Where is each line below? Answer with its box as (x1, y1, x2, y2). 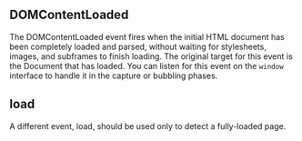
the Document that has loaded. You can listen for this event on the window (9, 60, 284, 71)
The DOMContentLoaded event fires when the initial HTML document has (9, 31, 285, 42)
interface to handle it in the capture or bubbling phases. (9, 70, 218, 81)
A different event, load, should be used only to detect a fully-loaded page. (9, 120, 287, 131)
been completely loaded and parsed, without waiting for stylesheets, (9, 41, 267, 52)
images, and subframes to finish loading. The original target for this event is (9, 50, 293, 62)
